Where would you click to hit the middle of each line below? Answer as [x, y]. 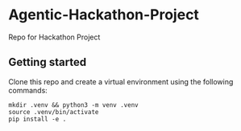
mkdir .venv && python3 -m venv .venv [73, 105]
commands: [28, 90]
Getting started [48, 62]
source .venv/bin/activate [54, 112]
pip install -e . [37, 119]
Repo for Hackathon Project [54, 37]
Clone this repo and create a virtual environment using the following [121, 81]
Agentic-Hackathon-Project [104, 15]
